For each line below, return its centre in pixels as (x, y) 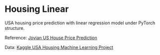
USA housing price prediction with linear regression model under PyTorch (80, 23)
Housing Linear (37, 9)
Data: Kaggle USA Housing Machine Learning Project (59, 47)
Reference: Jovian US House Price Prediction (51, 38)
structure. (15, 28)
